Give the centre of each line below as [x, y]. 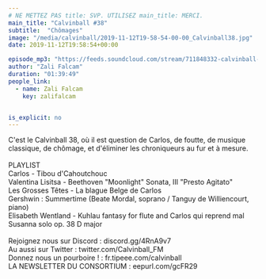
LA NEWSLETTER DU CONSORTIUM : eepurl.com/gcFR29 [103, 266]
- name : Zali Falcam [49, 89]
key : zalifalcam [49, 96]
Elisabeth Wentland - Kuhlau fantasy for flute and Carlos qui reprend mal [126, 216]
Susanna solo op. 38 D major [55, 224]
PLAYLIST [25, 165]
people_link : [30, 81]
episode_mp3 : [30, 59]
